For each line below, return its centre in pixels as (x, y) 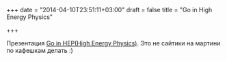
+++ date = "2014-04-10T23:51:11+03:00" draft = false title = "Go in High (109, 10)
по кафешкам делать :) (40, 50)
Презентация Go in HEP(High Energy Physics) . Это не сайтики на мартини (113, 43)
